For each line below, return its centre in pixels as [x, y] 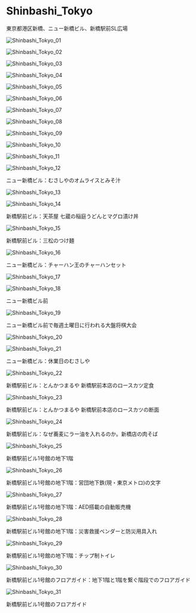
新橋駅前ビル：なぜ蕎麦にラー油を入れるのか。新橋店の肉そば [82, 434]
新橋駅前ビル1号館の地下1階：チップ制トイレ [61, 556]
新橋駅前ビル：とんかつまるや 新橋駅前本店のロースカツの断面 [83, 409]
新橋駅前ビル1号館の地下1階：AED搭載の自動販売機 [69, 506]
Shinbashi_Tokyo [50, 11]
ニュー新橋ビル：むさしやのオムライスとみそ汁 [64, 180]
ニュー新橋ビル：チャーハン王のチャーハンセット [66, 265]
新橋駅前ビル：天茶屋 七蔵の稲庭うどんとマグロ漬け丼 [72, 216]
